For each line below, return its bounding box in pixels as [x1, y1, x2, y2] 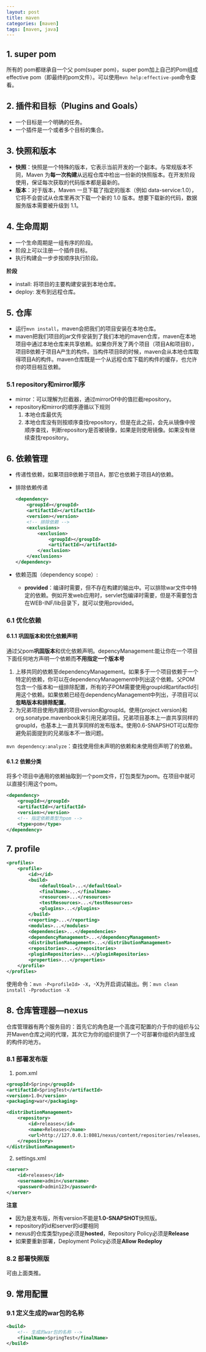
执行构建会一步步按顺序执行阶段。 [15, 254, 102, 262]
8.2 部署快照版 [6, 1254, 50, 1262]
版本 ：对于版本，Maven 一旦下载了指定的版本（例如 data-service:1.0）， [15, 186, 197, 193]
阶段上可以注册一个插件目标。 [15, 246, 91, 254]
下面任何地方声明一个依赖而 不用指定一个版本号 [6, 655, 124, 662]
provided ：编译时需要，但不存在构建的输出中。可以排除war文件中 [24, 584, 192, 591]
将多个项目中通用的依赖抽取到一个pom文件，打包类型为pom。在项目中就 [6, 772, 190, 780]
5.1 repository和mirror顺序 [6, 380, 86, 389]
